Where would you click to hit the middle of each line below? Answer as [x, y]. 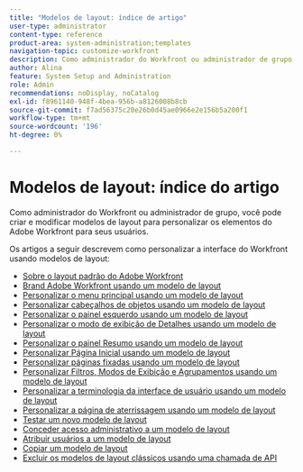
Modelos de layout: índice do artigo [144, 188]
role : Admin [32, 85]
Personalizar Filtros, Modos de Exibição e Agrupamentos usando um [150, 371]
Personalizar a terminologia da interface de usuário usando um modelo [154, 390]
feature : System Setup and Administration [90, 77]
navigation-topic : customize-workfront [84, 51]
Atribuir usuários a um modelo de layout [96, 439]
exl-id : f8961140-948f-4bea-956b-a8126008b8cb [98, 101]
